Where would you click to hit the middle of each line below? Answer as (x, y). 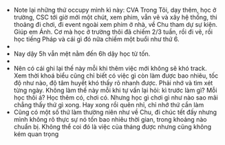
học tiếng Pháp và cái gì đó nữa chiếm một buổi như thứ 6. (97, 39)
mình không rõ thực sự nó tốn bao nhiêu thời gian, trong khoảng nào (110, 119)
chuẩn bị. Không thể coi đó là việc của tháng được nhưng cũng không (112, 127)
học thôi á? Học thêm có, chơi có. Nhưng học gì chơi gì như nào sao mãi (116, 98)
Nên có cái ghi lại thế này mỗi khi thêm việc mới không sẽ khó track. (110, 68)
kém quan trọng (36, 134)
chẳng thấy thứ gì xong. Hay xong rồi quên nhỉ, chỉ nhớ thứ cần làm (109, 105)
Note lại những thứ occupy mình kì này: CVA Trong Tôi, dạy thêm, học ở (115, 10)
